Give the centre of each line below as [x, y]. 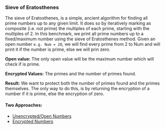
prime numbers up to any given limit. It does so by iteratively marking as [78, 23]
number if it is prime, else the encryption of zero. [55, 94]
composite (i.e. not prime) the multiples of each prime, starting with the [77, 29]
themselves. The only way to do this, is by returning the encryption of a [78, 89]
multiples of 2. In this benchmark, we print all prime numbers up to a [74, 34]
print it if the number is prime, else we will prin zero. [58, 49]
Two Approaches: [24, 105]
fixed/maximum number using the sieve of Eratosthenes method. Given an [80, 39]
